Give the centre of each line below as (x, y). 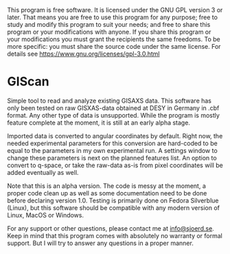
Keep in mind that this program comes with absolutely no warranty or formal (115, 235)
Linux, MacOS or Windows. (46, 215)
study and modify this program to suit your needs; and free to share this (109, 24)
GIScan (28, 82)
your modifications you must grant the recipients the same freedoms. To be (114, 39)
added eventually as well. (43, 172)
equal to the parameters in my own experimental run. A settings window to (112, 150)
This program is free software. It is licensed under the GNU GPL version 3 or (115, 10)
